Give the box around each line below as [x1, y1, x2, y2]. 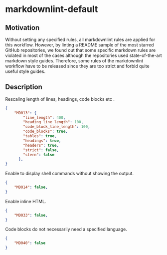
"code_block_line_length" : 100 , [23, 124, 91, 129]
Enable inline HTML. [5, 198, 46, 204]
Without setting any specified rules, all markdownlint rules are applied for [5, 36, 156, 42]
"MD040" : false [14, 241, 46, 246]
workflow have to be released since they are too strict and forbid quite [5, 63, 150, 69]
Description [5, 83, 42, 91]
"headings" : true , [23, 138, 61, 143]
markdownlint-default [5, 3, 98, 15]
